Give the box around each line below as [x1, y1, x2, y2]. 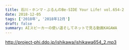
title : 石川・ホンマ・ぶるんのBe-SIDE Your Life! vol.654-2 [5, 7, 125, 12]
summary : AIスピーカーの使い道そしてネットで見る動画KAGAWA [5, 26, 118, 31]
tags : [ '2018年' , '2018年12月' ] [5, 16, 70, 21]
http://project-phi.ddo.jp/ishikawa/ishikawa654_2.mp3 [5, 39, 117, 45]
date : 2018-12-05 [5, 12, 41, 17]
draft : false [5, 21, 32, 26]
